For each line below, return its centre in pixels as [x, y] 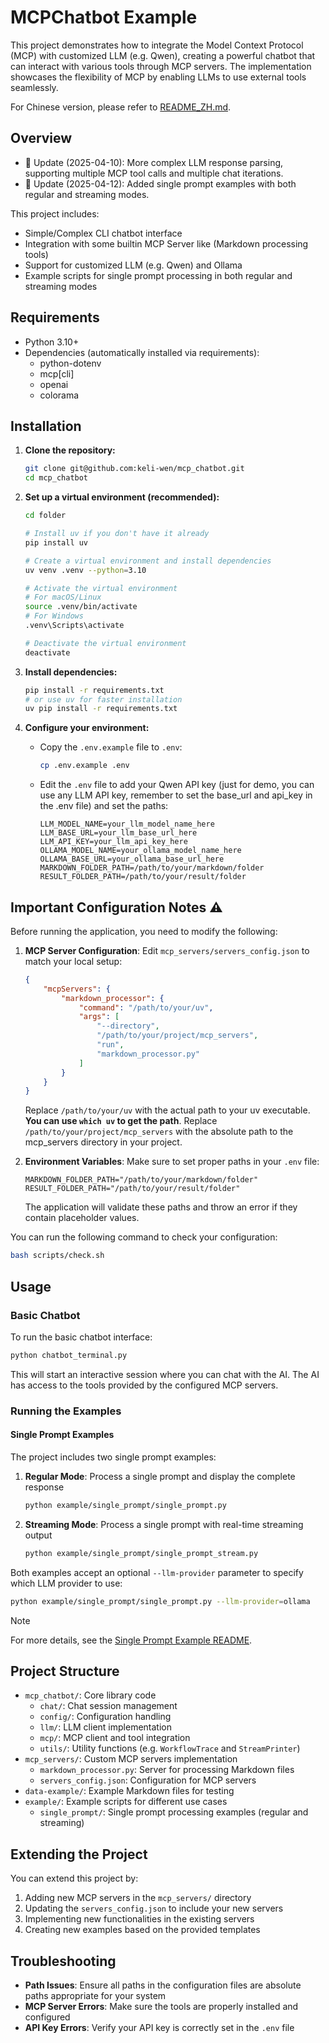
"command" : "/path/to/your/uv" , [146, 1007]
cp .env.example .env [84, 766]
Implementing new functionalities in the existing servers [139, 1919]
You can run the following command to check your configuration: [144, 1237]
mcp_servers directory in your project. [103, 1142]
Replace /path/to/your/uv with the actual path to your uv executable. [167, 1110]
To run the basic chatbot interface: [81, 1337]
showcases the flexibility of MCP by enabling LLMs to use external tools [158, 77]
